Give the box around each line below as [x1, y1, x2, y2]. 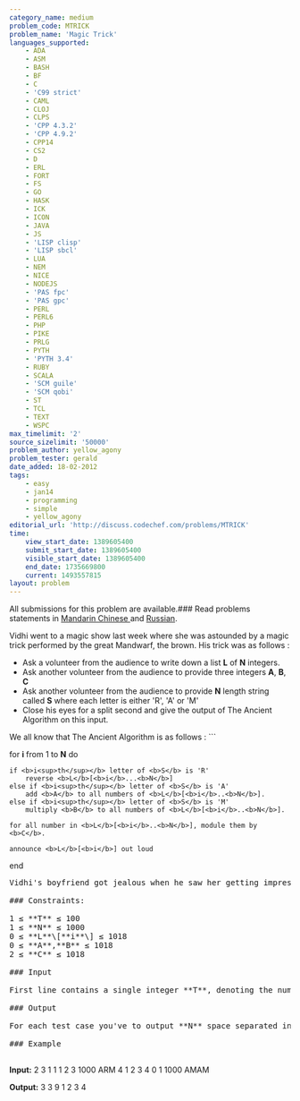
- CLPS [25, 113, 50, 122]
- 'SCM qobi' [25, 388, 74, 397]
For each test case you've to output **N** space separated [9, 1021, 279, 1031]
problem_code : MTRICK [9, 21, 90, 30]
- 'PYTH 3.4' [25, 354, 74, 363]
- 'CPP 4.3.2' [25, 122, 78, 131]
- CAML [25, 96, 50, 106]
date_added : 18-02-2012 [9, 463, 98, 472]
